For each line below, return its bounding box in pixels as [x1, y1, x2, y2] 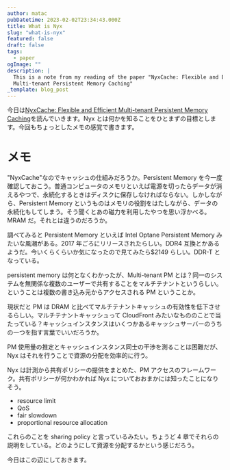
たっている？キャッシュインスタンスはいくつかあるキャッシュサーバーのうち [7, 319, 222, 328]
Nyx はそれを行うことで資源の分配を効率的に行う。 [7, 352, 152, 360]
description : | [7, 67, 51, 74]
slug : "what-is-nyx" [7, 29, 66, 36]
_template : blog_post [7, 86, 69, 93]
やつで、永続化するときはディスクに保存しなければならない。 [18, 191, 193, 199]
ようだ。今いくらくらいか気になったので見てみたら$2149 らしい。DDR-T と [7, 248, 221, 257]
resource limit [16, 397, 56, 405]
